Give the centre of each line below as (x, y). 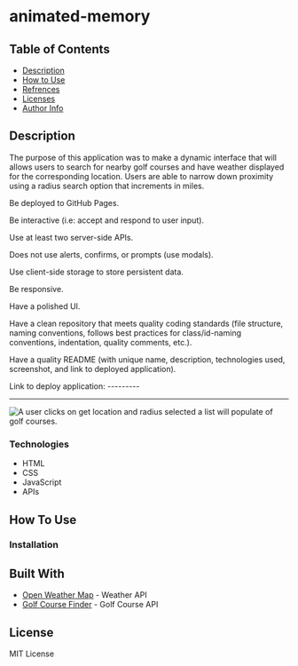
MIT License (32, 654)
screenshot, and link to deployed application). (93, 369)
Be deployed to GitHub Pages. (64, 202)
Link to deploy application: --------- (74, 386)
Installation (34, 545)
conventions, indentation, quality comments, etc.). (101, 342)
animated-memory (80, 16)
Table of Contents (60, 49)
